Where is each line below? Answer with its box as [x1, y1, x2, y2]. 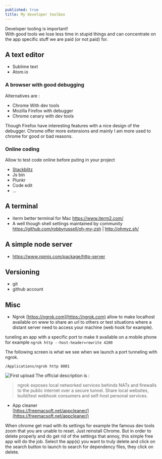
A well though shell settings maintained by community [12, 220, 123, 226]
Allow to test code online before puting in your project [5, 157, 115, 163]
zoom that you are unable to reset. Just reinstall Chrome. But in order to [5, 428, 152, 434]
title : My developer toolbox [5, 12, 65, 17]
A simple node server [5, 240, 73, 249]
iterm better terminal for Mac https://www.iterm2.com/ [12, 215, 124, 221]
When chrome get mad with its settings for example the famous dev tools [5, 423, 155, 429]
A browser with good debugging [5, 82, 85, 89]
